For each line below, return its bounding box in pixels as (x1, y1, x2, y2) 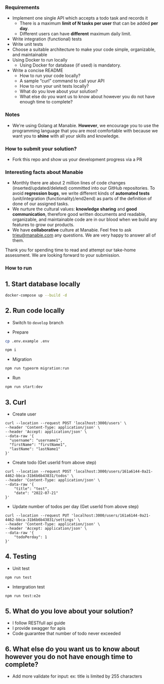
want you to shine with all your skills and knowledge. (12, 133, 120, 139)
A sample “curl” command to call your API (19, 78, 105, 84)
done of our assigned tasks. (12, 201, 69, 207)
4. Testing (5, 552, 37, 561)
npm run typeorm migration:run (5, 366, 69, 371)
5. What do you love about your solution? (5, 607, 134, 615)
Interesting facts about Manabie (5, 169, 84, 175)
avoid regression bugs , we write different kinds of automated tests (12, 190, 150, 196)
